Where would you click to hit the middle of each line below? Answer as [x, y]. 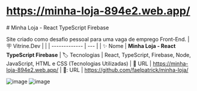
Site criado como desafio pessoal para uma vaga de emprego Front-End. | [98, 39]
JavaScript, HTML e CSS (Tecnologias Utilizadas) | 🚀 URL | [79, 63]
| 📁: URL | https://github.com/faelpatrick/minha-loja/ [124, 69]
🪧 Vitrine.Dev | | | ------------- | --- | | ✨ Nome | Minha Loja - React [91, 45]
